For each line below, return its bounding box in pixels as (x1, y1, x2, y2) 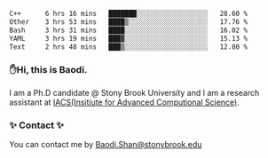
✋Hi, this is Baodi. (9, 64, 88, 76)
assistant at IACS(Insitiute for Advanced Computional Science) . (9, 97, 240, 107)
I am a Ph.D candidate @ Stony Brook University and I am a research (9, 87, 260, 98)
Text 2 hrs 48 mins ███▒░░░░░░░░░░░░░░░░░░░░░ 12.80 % (9, 42, 248, 51)
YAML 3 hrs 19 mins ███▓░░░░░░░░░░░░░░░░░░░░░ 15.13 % (9, 34, 248, 43)
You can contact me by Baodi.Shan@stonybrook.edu (9, 138, 202, 149)
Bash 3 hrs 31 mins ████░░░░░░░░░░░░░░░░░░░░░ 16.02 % (9, 26, 248, 35)
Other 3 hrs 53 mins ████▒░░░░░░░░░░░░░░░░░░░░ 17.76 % (9, 17, 248, 27)
